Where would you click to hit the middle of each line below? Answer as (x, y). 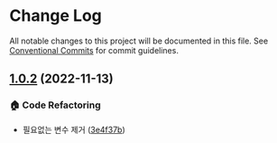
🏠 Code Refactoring (55, 105)
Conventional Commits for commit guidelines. (94, 50)
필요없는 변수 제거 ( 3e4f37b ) (74, 129)
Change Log (55, 16)
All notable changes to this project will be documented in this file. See (139, 41)
